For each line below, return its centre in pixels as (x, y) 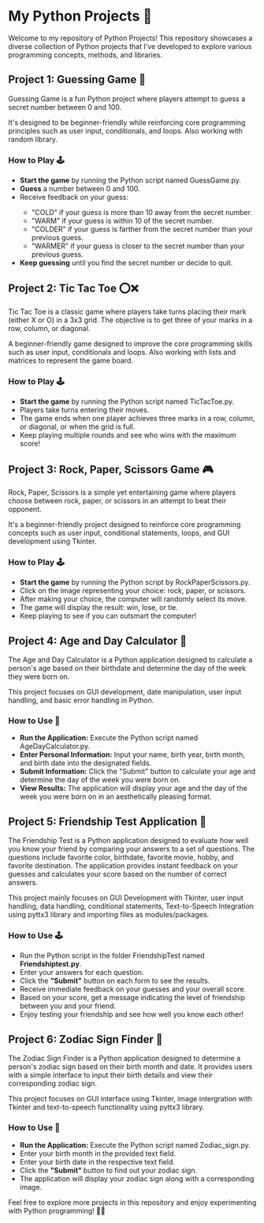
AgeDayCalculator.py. (55, 747)
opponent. (25, 509)
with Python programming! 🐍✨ (57, 1210)
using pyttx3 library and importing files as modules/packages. (109, 915)
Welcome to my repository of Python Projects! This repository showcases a (130, 38)
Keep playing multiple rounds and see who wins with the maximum (128, 435)
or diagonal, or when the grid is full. (77, 427)
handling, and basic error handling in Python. (81, 700)
